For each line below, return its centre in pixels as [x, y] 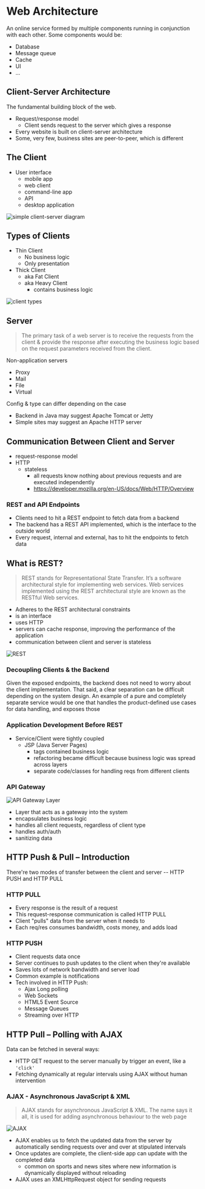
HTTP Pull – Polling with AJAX [65, 1034]
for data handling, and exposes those [53, 709]
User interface [33, 172]
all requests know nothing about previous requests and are [108, 476]
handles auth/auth [38, 831]
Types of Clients [38, 236]
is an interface [33, 616]
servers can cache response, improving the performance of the [95, 629]
